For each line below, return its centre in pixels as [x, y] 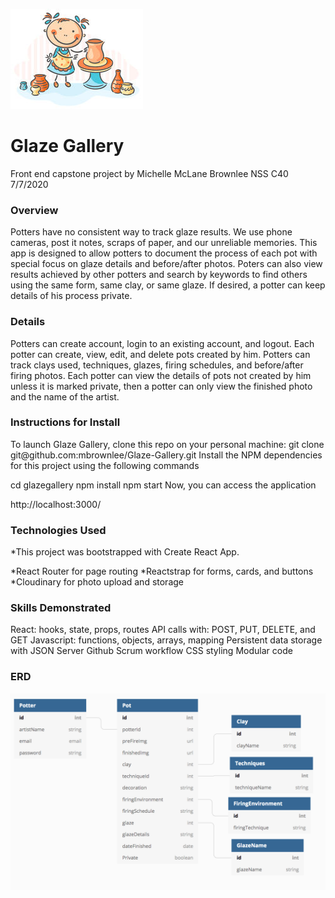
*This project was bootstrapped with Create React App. [125, 552]
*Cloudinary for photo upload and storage [97, 582]
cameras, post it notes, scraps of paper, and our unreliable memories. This [164, 243]
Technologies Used [58, 530]
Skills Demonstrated [61, 608]
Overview [34, 210]
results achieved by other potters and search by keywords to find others [159, 275]
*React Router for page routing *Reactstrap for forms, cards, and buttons [162, 571]
